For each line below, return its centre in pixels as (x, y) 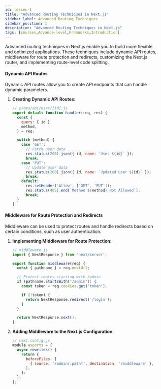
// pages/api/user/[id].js (40, 108)
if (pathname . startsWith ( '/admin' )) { (57, 282)
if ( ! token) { (36, 295)
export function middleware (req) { (49, 263)
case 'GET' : (33, 145)
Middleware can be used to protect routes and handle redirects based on (79, 226)
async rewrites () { (37, 350)
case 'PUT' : (33, 163)
